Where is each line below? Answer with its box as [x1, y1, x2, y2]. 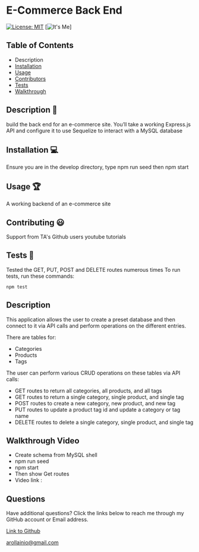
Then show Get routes [14, 470, 70, 478]
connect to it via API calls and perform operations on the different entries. [6, 322, 187, 329]
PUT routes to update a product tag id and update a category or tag [14, 406, 181, 413]
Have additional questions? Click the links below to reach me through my [6, 510, 184, 517]
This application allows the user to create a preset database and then [6, 316, 176, 323]
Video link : [14, 477, 43, 484]
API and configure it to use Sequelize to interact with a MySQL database [6, 127, 183, 134]
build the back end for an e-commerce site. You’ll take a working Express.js [6, 120, 191, 128]
